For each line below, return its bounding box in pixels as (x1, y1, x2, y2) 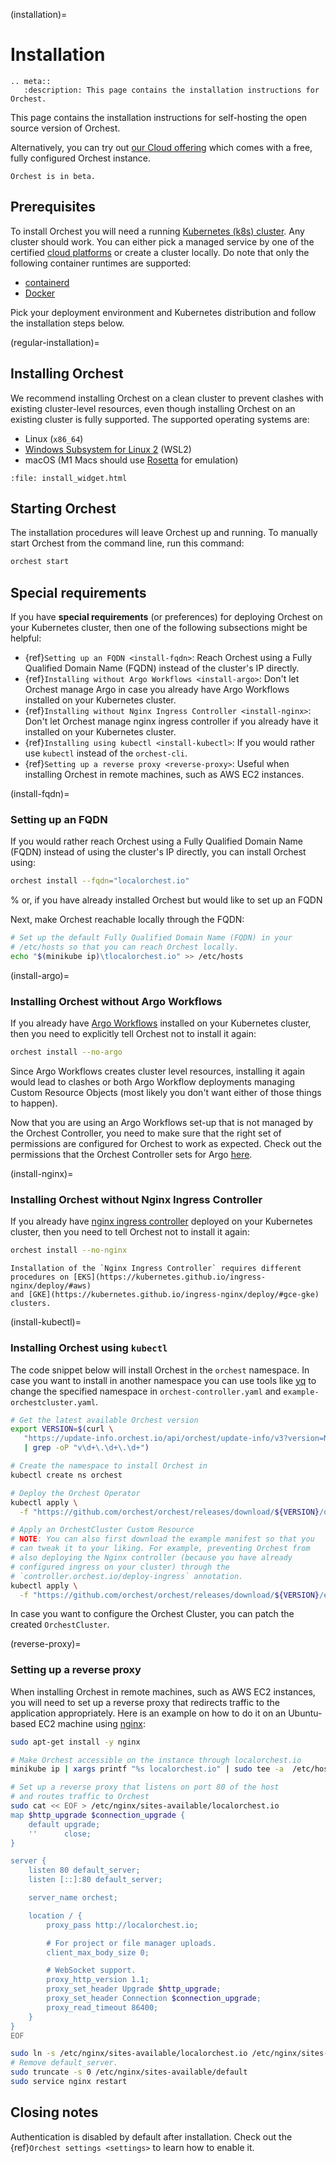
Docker (24, 287, 56, 299)
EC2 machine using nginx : (38, 1717, 146, 1729)
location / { (28, 1910, 83, 1921)
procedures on (10, 1272, 70, 1283)
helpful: (10, 632, 42, 644)
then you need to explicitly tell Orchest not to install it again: (10, 1028, 257, 1040)
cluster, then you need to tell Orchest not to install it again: (10, 1226, 250, 1238)
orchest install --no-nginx (10, 1245, 128, 1256)
